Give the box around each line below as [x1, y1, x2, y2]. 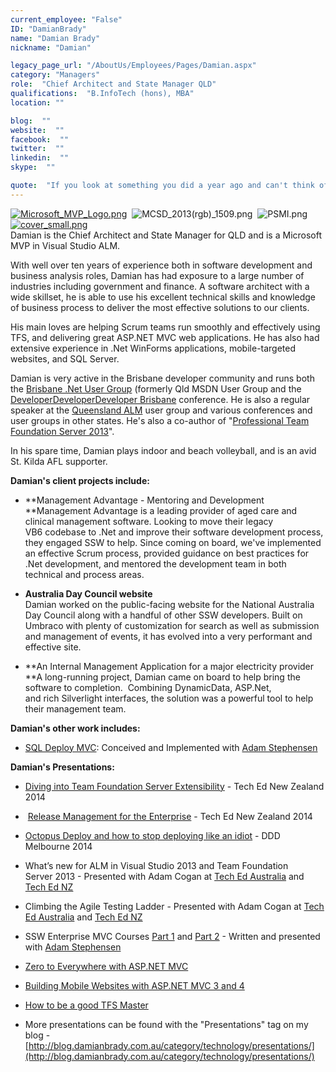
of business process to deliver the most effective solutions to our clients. [10, 301, 310, 313]
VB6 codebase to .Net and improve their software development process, [24, 526, 324, 538]
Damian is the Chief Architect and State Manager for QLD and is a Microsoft [10, 229, 323, 241]
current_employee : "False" [10, 14, 123, 25]
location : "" [10, 97, 65, 108]
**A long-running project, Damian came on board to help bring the [24, 671, 301, 683]
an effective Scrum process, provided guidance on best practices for [24, 547, 310, 559]
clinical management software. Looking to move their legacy [24, 515, 274, 527]
